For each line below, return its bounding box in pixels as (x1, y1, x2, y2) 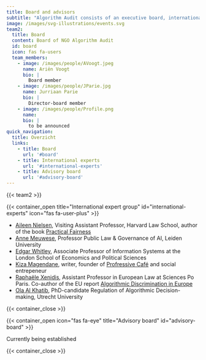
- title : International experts (17, 157, 100, 163)
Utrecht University (36, 293, 83, 301)
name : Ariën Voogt (22, 66, 70, 72)
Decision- (156, 286, 181, 294)
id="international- (141, 203, 186, 210)
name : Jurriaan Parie (22, 89, 78, 95)
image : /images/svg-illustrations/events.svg (6, 20, 124, 26)
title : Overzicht (12, 134, 56, 141)
